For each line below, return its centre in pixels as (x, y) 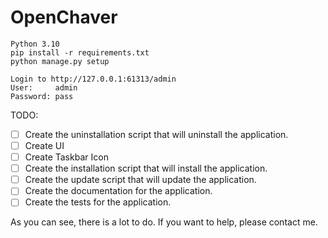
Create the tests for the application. (98, 202)
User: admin (44, 87)
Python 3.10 (35, 44)
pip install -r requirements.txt (80, 52)
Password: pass (42, 96)
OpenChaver (64, 17)
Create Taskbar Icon (66, 157)
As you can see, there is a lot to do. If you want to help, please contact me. (164, 222)
